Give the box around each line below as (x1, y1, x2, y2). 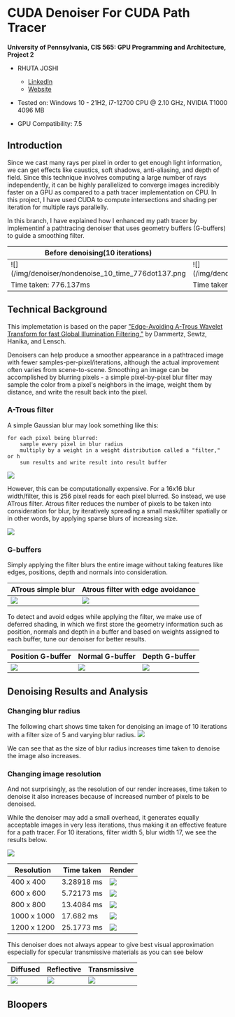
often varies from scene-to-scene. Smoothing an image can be (7, 365, 189, 374)
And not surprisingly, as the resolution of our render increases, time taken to (7, 785, 227, 793)
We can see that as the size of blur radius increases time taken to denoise (7, 744, 220, 753)
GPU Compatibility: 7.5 (17, 119, 83, 127)
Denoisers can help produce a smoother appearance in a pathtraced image (7, 350, 224, 359)
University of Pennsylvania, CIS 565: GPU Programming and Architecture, (7, 43, 226, 51)
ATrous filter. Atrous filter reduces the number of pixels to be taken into (7, 499, 212, 508)
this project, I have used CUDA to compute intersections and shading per (7, 195, 218, 204)
